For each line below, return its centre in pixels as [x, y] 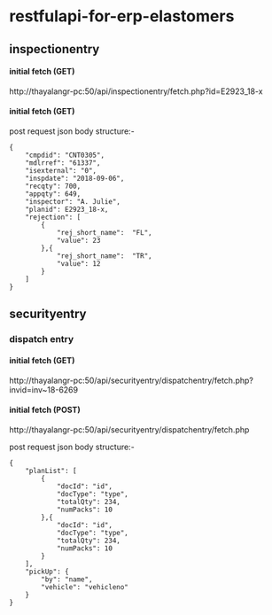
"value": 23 [78, 240]
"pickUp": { [47, 572]
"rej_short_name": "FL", [104, 232]
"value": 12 [78, 263]
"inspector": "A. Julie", [73, 201]
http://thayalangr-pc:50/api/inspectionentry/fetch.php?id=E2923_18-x [136, 91]
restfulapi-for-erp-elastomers [122, 16]
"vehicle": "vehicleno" [85, 587]
